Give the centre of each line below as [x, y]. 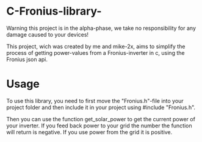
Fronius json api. [27, 59]
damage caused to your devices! [48, 34]
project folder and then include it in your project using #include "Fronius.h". [101, 107]
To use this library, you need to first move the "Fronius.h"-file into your [95, 101]
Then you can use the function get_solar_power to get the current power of [101, 119]
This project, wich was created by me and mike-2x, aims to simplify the [96, 46]
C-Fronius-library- [54, 11]
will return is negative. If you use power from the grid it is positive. [89, 132]
